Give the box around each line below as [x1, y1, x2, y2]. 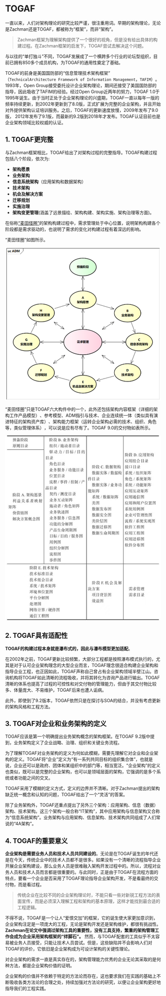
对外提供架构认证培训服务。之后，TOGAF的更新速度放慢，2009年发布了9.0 [5, 107, 159, 113]
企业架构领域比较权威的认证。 [5, 119, 66, 125]
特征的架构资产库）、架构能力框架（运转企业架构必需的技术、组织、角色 [9, 419, 157, 425]
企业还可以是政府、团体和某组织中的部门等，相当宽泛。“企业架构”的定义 [13, 762, 161, 768]
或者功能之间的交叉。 [9, 775, 53, 781]
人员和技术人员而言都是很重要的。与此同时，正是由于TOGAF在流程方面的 [9, 869, 159, 875]
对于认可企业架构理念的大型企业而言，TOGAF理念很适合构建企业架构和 [13, 662, 159, 668]
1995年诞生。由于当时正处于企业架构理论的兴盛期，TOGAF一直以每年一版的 [5, 95, 160, 100]
